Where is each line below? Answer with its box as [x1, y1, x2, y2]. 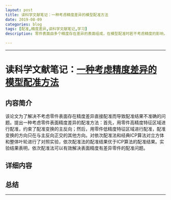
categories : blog [5, 21, 42, 27]
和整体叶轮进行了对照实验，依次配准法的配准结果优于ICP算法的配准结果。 [5, 139, 160, 144]
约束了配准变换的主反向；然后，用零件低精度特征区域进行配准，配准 [22, 126, 166, 132]
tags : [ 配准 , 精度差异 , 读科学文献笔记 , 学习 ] [5, 27, 88, 32]
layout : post [5, 7, 33, 13]
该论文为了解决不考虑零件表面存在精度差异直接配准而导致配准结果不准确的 [5, 113, 161, 119]
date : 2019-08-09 [5, 17, 42, 22]
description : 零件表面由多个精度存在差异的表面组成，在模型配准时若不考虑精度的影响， [5, 31, 168, 36]
